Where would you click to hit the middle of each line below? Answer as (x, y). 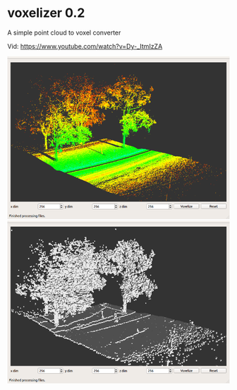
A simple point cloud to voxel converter (64, 32)
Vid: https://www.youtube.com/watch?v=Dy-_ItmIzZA (85, 46)
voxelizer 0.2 (46, 13)
